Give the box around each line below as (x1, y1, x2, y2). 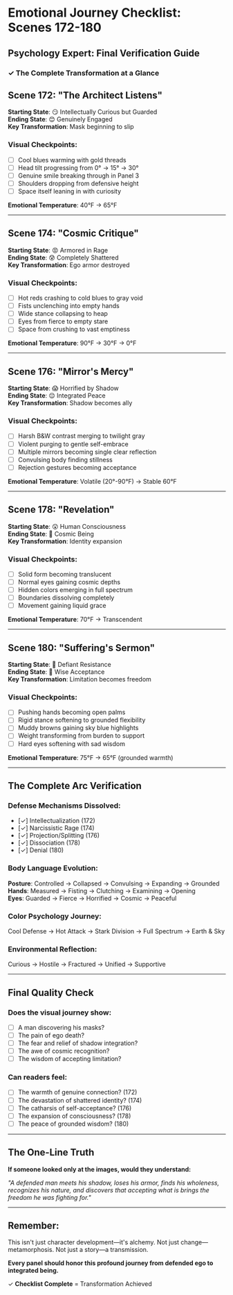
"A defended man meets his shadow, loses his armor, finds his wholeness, (8, 1178, 220, 1187)
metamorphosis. (8, 1246, 55, 1254)
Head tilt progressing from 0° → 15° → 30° (17, 163, 139, 171)
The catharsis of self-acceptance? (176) (17, 1103, 132, 1112)
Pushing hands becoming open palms (17, 708, 126, 716)
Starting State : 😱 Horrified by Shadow (8, 384, 120, 393)
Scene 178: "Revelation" (8, 504, 115, 516)
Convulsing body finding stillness (17, 455, 113, 464)
